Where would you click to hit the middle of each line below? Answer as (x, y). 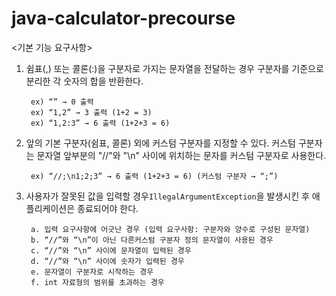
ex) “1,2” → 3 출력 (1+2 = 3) (91, 112)
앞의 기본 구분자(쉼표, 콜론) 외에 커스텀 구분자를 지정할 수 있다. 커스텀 (160, 143)
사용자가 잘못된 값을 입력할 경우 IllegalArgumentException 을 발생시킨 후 (167, 196)
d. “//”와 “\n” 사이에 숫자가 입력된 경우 (107, 261)
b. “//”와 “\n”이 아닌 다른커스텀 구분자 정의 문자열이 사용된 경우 (152, 240)
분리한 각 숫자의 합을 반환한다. (84, 81)
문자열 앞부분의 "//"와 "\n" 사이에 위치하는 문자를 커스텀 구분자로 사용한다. (181, 155)
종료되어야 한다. (108, 208)
